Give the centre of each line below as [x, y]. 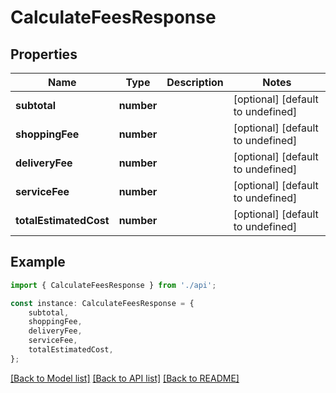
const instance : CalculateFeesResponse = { [102, 303]
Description [195, 82]
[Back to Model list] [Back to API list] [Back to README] [125, 378]
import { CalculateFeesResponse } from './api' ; [113, 285]
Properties [44, 54]
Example [38, 262]
